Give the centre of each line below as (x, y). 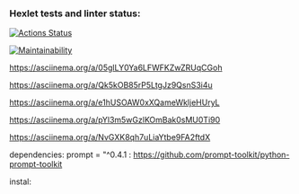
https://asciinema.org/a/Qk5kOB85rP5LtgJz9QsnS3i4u (111, 85)
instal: (20, 181)
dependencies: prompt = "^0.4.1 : (70, 154)
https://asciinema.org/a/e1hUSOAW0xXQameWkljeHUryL (114, 102)
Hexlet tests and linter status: (75, 13)
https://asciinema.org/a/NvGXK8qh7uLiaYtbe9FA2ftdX (110, 137)
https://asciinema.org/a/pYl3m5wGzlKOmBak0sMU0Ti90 (115, 120)
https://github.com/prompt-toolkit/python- (211, 154)
